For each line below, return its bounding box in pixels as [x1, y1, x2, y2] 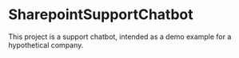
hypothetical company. [8, 40, 84, 49]
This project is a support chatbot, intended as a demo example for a [8, 32, 232, 41]
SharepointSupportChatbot [8, 6, 193, 24]
